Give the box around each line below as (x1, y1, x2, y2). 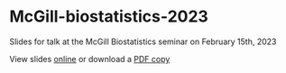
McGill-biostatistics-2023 (9, 6, 209, 27)
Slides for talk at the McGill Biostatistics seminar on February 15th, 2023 (9, 36, 277, 47)
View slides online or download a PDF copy (9, 53, 171, 64)
